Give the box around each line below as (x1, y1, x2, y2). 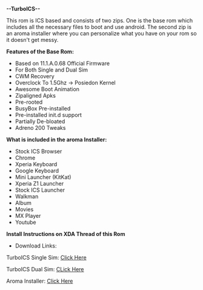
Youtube (15, 218, 36, 226)
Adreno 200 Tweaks (15, 124, 66, 131)
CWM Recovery (15, 73, 55, 79)
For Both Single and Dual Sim (15, 66, 88, 73)
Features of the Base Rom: (6, 48, 75, 55)
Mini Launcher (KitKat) (15, 174, 72, 181)
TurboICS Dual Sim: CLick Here (6, 266, 84, 272)
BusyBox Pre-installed (15, 105, 71, 112)
